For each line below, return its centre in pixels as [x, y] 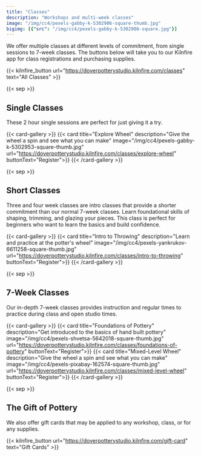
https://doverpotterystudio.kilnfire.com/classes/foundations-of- [98, 345]
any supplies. [23, 429]
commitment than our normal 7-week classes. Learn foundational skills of [98, 211]
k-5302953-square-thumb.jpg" [45, 147]
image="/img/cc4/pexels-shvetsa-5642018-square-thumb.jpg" [85, 338]
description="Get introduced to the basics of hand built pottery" [86, 332]
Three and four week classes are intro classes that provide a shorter [91, 205]
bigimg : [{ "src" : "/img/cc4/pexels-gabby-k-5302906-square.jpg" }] [92, 29]
